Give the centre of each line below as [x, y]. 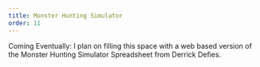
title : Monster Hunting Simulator [66, 16]
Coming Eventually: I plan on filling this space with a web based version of [130, 45]
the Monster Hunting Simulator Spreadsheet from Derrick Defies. [115, 54]
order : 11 [25, 23]
